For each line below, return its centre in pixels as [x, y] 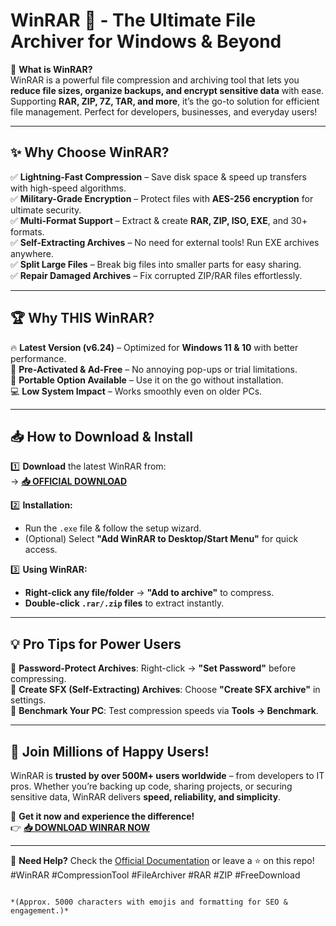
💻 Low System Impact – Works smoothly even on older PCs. [136, 391]
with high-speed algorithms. [68, 188]
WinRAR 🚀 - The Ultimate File [133, 20]
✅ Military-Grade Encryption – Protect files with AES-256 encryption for [162, 198]
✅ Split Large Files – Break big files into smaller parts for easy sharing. [156, 264]
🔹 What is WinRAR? [51, 69]
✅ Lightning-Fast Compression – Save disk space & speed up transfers [158, 176]
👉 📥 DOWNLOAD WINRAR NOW [80, 827]
